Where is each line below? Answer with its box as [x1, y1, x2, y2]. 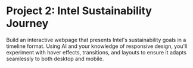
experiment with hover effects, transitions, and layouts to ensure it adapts [6, 48, 186, 56]
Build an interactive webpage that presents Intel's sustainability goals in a [6, 36, 186, 43]
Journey [6, 17, 49, 30]
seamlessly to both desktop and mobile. [6, 55, 104, 62]
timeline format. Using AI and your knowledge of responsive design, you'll [6, 43, 188, 50]
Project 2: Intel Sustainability [6, 4, 152, 18]
